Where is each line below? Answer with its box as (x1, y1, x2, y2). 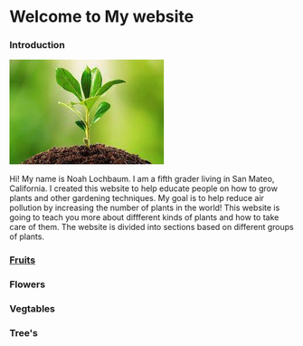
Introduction (9, 39, 65, 52)
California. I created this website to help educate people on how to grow (9, 183, 279, 194)
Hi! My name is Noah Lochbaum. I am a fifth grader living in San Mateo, (9, 174, 275, 185)
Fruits (9, 254, 36, 266)
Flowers (9, 278, 46, 291)
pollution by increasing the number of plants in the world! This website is (9, 202, 280, 214)
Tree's (9, 327, 38, 340)
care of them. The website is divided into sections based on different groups (9, 222, 294, 233)
